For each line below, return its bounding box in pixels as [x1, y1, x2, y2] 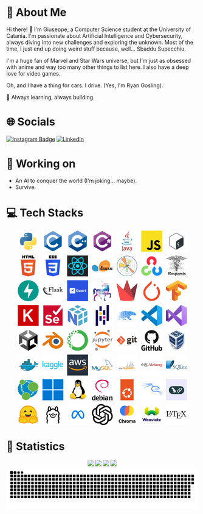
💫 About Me [6, 5, 67, 20]
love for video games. [6, 70, 61, 77]
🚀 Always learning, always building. [6, 93, 95, 101]
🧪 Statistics [6, 439, 65, 453]
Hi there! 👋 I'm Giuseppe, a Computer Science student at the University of [6, 26, 191, 33]
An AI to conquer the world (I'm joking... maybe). [15, 177, 137, 184]
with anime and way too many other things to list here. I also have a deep [6, 63, 189, 71]
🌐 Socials [6, 115, 56, 129]
